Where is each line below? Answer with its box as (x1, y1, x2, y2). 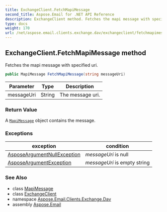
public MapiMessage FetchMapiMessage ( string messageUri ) (5, 72, 126, 77)
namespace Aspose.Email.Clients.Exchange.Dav (12, 196, 111, 202)
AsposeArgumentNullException (7, 151, 81, 158)
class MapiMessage (12, 185, 54, 192)
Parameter (9, 83, 35, 90)
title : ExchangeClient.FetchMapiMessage (5, 7, 90, 12)
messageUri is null (85, 151, 129, 158)
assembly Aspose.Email (12, 201, 61, 207)
